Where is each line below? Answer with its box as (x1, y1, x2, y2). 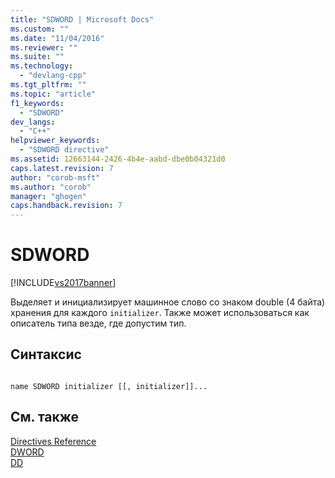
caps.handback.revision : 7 (10, 201, 123, 211)
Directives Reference (10, 435, 97, 447)
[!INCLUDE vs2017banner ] (10, 277, 117, 289)
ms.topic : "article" (10, 89, 97, 99)
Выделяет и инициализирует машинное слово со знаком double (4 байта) (10, 296, 326, 308)
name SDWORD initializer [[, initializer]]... (10, 381, 208, 391)
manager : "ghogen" (10, 191, 87, 201)
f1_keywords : (10, 98, 65, 108)
